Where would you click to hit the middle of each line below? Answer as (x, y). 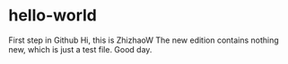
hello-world (53, 16)
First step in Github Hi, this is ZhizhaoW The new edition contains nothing (144, 40)
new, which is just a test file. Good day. (80, 49)
